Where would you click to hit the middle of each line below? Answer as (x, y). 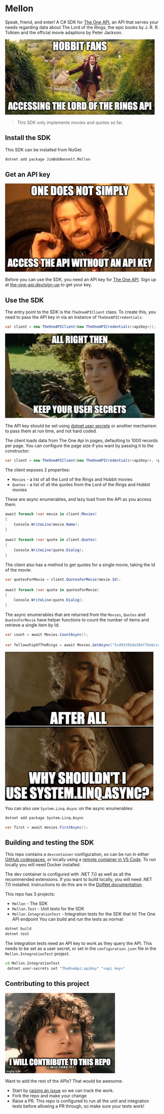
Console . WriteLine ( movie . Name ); (47, 524)
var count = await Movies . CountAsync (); (47, 635)
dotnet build (18, 929)
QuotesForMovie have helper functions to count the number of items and (77, 620)
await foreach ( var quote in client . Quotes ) (51, 540)
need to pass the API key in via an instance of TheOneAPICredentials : (74, 317)
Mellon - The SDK (30, 903)
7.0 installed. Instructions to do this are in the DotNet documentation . (74, 885)
